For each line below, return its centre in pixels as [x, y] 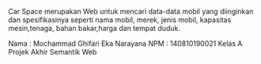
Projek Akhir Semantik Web [53, 52]
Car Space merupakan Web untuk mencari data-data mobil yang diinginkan [131, 11]
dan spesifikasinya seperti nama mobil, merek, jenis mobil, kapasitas [120, 20]
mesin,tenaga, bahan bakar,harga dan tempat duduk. [94, 28]
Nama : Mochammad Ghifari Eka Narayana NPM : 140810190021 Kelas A [125, 43]
